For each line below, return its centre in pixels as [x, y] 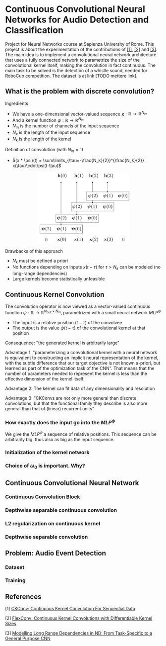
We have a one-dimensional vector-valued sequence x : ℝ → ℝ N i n [80, 113]
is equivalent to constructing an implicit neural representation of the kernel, [82, 358]
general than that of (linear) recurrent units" [50, 408]
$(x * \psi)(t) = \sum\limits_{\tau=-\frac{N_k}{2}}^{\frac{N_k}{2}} [78, 161]
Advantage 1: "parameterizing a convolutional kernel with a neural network [81, 352]
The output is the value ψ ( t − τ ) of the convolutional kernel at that [79, 328]
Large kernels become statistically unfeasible [58, 279]
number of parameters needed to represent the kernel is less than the [76, 373]
